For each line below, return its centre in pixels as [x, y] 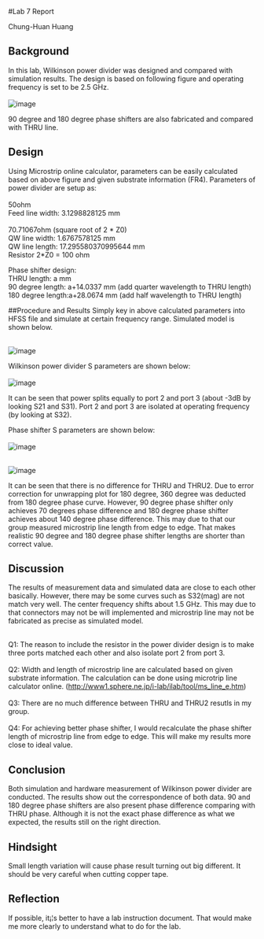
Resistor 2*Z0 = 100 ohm [49, 254]
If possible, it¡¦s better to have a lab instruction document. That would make [130, 918]
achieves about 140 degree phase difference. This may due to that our [122, 519]
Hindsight [33, 847]
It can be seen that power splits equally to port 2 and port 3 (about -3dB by [130, 397]
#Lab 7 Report [31, 11]
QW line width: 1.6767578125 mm [62, 238]
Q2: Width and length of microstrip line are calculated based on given [121, 670]
